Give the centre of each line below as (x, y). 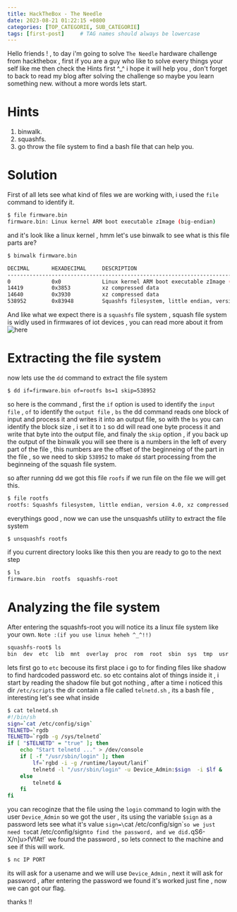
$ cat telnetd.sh (33, 710)
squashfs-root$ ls (34, 648)
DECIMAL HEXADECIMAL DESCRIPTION (72, 268)
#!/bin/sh (22, 717)
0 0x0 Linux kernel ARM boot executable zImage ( (120, 282)
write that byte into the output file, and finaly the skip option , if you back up (118, 434)
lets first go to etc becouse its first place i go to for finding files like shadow (117, 667)
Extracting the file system (84, 358)
